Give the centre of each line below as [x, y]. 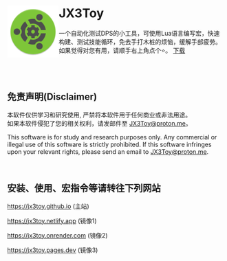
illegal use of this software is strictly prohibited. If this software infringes [109, 144]
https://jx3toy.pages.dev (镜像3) [53, 250]
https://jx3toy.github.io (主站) [48, 206]
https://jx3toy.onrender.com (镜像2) [57, 235]
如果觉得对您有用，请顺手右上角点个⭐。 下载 [122, 50]
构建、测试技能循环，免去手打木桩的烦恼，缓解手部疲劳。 [140, 42]
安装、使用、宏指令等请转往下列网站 [84, 189]
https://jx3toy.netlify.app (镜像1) [52, 220]
